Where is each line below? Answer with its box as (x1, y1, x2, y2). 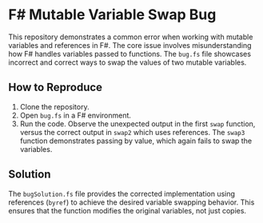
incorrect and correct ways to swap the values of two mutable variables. (8, 58, 247, 67)
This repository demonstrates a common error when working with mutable (8, 32, 253, 42)
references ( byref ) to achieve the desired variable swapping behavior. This (8, 197, 255, 207)
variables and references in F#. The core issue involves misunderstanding (8, 40, 252, 50)
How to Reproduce (8, 81, 102, 94)
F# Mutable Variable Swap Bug (8, 6, 217, 24)
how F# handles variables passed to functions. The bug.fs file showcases (8, 49, 252, 58)
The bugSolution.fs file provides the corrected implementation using (8, 189, 236, 198)
